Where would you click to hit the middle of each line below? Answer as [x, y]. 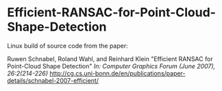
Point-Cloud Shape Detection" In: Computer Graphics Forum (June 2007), [111, 66]
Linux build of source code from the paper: [67, 45]
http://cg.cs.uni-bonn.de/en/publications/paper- [118, 73]
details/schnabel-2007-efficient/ [53, 80]
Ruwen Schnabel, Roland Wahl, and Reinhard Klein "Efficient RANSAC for [110, 58]
